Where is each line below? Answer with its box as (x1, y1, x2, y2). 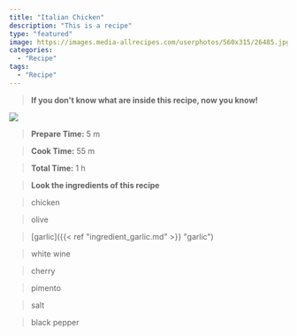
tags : (9, 63, 29, 72)
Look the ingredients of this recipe (30, 179, 160, 190)
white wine (30, 248, 71, 259)
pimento (30, 282, 62, 293)
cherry (30, 265, 56, 276)
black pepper (30, 317, 80, 327)
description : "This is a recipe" (9, 21, 133, 30)
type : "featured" (9, 29, 73, 38)
